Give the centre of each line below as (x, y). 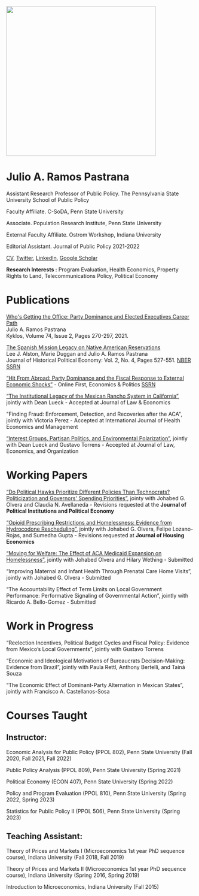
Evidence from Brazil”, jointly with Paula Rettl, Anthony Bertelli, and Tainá (96, 667)
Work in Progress (50, 626)
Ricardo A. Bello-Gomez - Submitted (51, 602)
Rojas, (14, 535)
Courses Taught (47, 715)
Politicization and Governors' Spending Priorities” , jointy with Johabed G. (96, 498)
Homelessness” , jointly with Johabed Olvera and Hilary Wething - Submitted (100, 559)
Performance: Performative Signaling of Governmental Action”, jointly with (97, 595)
